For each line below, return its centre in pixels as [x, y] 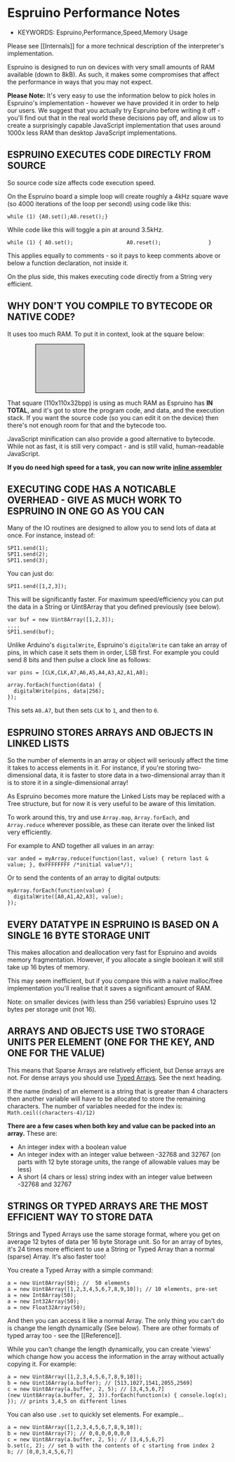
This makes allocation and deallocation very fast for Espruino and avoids [112, 952]
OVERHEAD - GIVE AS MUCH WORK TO [95, 500]
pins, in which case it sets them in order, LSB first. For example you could [113, 652]
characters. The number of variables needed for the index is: [95, 1106]
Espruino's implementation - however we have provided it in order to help [113, 102]
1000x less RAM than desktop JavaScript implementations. [92, 133]
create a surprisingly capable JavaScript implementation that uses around [114, 125]
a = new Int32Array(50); [43, 1301]
